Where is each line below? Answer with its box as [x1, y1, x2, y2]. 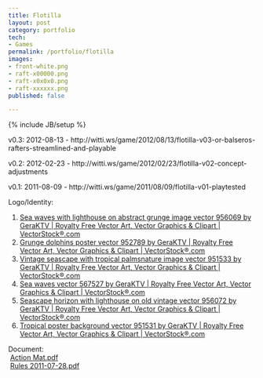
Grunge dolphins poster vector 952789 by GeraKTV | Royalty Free [19, 238, 233, 247]
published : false [8, 92, 65, 100]
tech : [8, 33, 26, 42]
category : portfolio [8, 26, 76, 34]
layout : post [8, 19, 51, 27]
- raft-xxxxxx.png [8, 84, 68, 93]
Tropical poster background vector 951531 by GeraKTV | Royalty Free [19, 321, 244, 330]
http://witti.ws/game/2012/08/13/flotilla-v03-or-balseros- [70, 135, 256, 145]
